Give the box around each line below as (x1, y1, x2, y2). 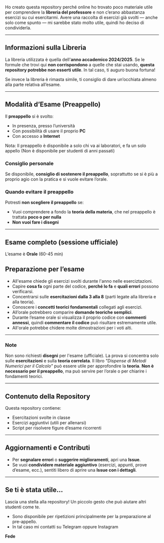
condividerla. (5, 25, 32, 31)
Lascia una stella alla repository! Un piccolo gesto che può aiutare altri (5, 499, 146, 504)
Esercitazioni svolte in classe (12, 415, 71, 420)
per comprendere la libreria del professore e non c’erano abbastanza (5, 9, 145, 15)
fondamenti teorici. (5, 374, 43, 379)
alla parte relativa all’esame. (5, 82, 61, 87)
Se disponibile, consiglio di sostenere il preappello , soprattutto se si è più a (5, 171, 158, 177)
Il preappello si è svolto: (5, 113, 54, 119)
